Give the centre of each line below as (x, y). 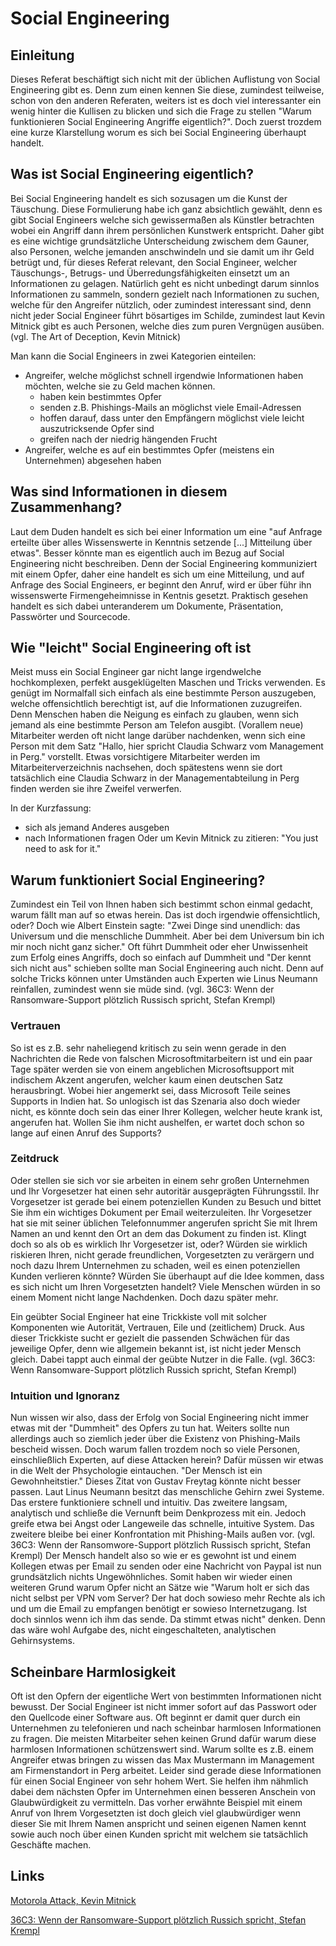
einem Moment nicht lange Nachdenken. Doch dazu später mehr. (144, 1297)
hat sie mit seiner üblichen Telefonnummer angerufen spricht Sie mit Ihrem (164, 1223)
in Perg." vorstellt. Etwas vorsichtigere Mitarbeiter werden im (135, 757)
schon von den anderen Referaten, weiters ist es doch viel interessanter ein (166, 100)
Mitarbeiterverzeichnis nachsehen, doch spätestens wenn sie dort (146, 768)
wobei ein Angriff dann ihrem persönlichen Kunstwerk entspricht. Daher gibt (167, 230)
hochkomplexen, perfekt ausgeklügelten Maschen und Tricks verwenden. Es (168, 683)
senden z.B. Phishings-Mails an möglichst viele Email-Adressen (170, 407)
